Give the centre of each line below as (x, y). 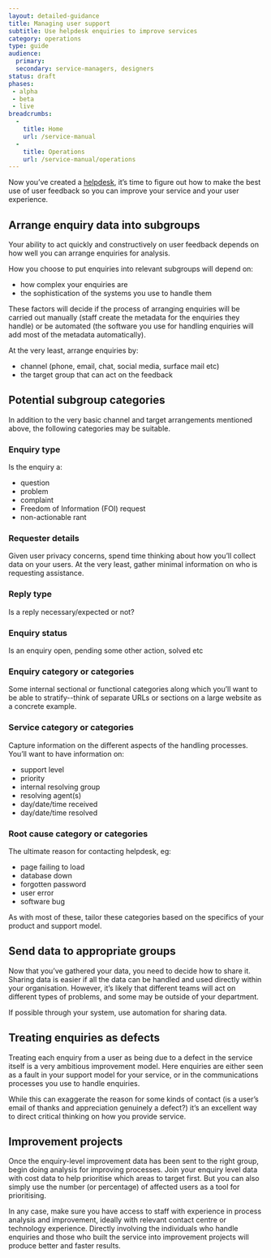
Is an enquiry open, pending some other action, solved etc (106, 650)
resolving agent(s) (51, 795)
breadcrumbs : (30, 114)
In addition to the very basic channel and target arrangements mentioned (131, 419)
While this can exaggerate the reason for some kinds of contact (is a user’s (134, 1099)
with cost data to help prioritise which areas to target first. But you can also (134, 1179)
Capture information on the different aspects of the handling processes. (129, 745)
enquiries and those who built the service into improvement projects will (129, 1237)
